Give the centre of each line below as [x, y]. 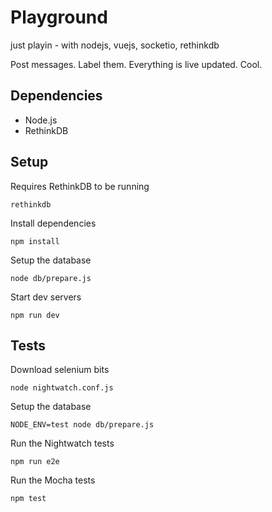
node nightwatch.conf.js [62, 388]
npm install [35, 241]
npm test [28, 499]
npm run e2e [35, 462]
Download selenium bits [60, 370]
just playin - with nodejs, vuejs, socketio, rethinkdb [115, 45]
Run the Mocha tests [53, 480]
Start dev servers [46, 297]
